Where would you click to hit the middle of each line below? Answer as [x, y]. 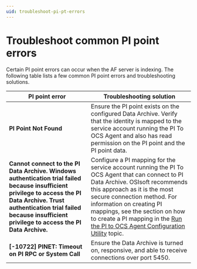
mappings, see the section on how [138, 211]
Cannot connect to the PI [45, 163]
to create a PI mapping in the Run [136, 218]
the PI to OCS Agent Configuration [138, 226]
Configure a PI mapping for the [133, 160]
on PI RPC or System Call [45, 254]
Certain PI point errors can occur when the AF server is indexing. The [90, 69]
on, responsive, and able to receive [139, 250]
